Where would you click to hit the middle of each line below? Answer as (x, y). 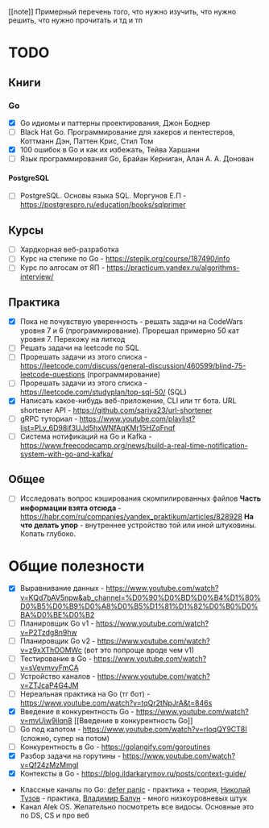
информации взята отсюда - (71, 508)
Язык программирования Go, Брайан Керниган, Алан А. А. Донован (137, 159)
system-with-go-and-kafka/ (66, 454)
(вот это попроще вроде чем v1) (139, 650)
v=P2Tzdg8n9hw (49, 632)
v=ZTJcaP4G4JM (49, 685)
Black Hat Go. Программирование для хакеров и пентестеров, (127, 131)
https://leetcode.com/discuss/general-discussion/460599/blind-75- (133, 366)
